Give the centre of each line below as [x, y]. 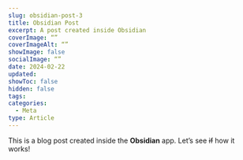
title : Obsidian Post [44, 23]
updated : [22, 74]
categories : [28, 103]
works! [19, 149]
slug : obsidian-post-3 [45, 15]
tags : [17, 96]
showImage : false [37, 52]
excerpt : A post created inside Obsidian [77, 30]
